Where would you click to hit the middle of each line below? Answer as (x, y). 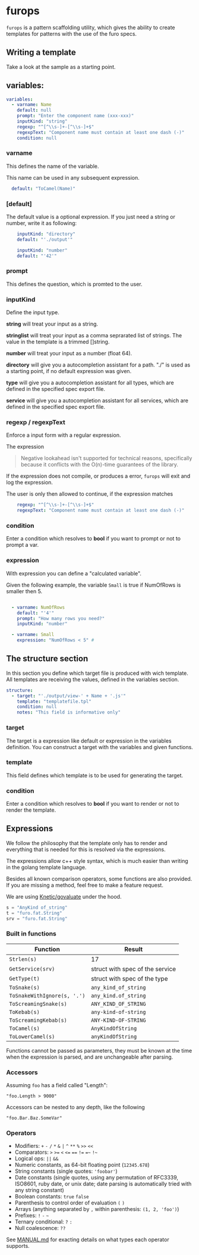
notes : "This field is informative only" (69, 712)
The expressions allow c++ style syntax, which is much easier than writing (97, 860)
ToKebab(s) (24, 1012)
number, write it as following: (42, 223)
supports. (18, 1246)
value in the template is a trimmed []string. (58, 342)
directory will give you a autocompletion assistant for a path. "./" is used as (98, 365)
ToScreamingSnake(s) (38, 1004)
